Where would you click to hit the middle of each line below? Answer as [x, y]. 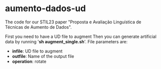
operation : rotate [29, 61]
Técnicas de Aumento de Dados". [38, 27]
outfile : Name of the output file [43, 56]
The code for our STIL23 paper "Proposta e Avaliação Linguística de [73, 22]
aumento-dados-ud [46, 9]
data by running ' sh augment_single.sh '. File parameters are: [66, 41]
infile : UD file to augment [37, 51]
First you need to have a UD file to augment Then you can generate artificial [81, 36]
